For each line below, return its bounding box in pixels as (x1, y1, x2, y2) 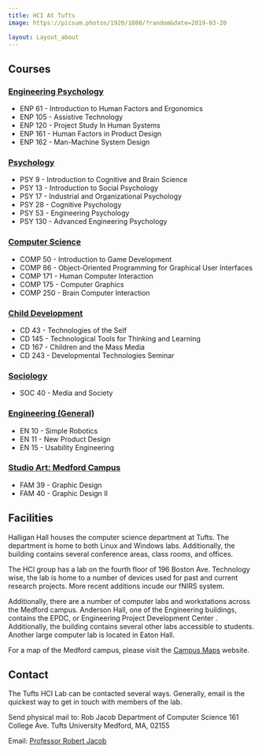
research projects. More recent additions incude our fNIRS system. (8, 581, 225, 591)
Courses (8, 62, 51, 76)
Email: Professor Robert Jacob (8, 736, 107, 746)
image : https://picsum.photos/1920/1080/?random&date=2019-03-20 (8, 19, 227, 27)
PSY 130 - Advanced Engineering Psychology (19, 217, 168, 226)
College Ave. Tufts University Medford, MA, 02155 (8, 721, 171, 730)
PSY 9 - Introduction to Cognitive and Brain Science (19, 175, 188, 185)
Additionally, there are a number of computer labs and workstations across (8, 596, 250, 606)
